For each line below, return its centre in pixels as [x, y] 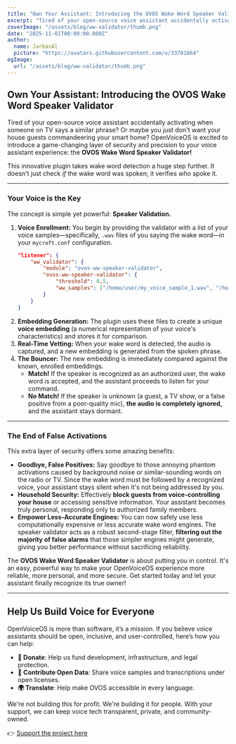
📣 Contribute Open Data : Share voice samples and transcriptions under [121, 672]
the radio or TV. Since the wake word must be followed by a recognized [121, 479]
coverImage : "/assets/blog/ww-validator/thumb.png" [84, 27]
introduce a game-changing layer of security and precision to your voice [112, 145]
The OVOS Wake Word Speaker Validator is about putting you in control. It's [118, 560]
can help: [21, 643]
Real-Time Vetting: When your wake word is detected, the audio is [114, 343]
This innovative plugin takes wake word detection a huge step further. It [111, 166]
